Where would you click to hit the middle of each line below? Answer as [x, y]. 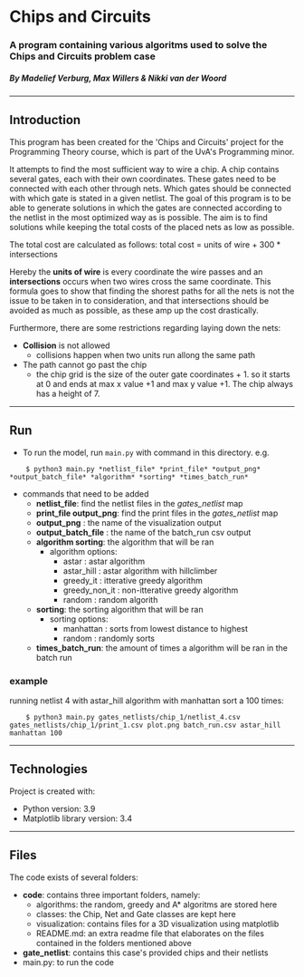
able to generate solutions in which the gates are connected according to [146, 208]
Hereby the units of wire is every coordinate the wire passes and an [136, 271]
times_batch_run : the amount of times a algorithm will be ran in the [161, 648]
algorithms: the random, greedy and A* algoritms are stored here [157, 904]
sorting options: [79, 619]
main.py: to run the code [68, 962]
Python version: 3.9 [59, 808]
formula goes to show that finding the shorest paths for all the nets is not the [152, 291]
